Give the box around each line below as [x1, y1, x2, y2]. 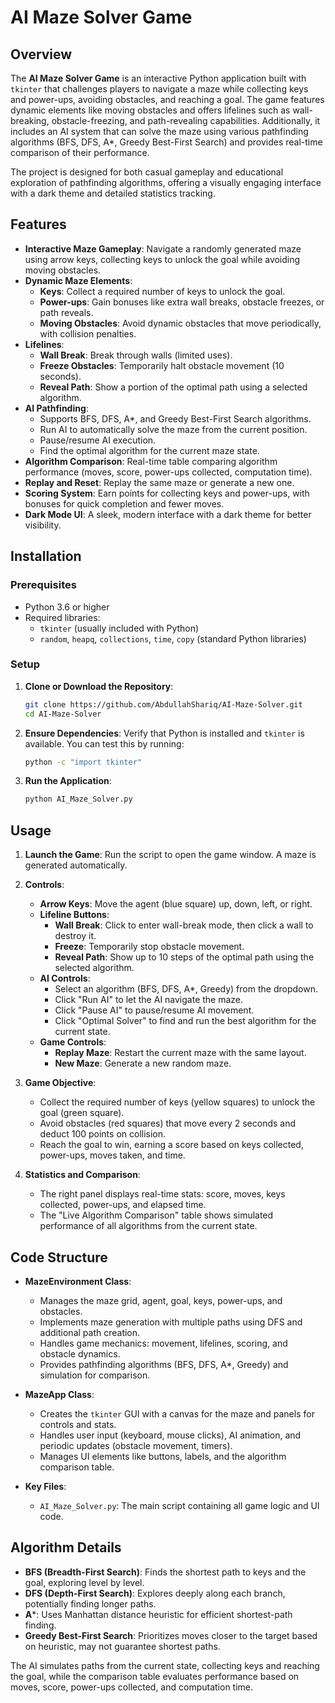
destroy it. [54, 930, 97, 942]
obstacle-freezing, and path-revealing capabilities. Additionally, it [51, 115, 321, 126]
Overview [10, 46, 73, 63]
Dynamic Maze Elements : [24, 274, 133, 286]
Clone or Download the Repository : [24, 680, 174, 692]
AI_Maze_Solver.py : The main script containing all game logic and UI [39, 1499, 320, 1511]
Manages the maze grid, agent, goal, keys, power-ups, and [39, 1294, 283, 1306]
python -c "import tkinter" [24, 757, 142, 767]
